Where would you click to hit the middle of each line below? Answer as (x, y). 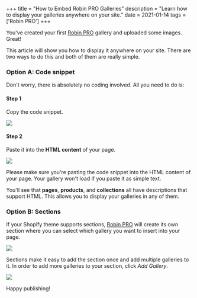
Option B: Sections (33, 212)
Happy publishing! (28, 289)
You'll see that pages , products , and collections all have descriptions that (97, 190)
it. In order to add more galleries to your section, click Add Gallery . (87, 266)
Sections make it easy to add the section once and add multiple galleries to (98, 259)
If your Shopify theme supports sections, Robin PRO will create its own (92, 224)
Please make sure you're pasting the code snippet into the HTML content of (98, 172)
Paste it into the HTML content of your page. (61, 149)
